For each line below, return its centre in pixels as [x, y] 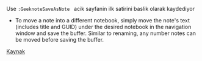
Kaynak [16, 51]
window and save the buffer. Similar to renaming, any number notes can [106, 33]
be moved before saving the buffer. [60, 40]
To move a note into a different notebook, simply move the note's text [103, 20]
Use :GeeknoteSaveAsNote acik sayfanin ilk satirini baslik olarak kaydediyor [101, 9]
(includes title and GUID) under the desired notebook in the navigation [103, 27]
